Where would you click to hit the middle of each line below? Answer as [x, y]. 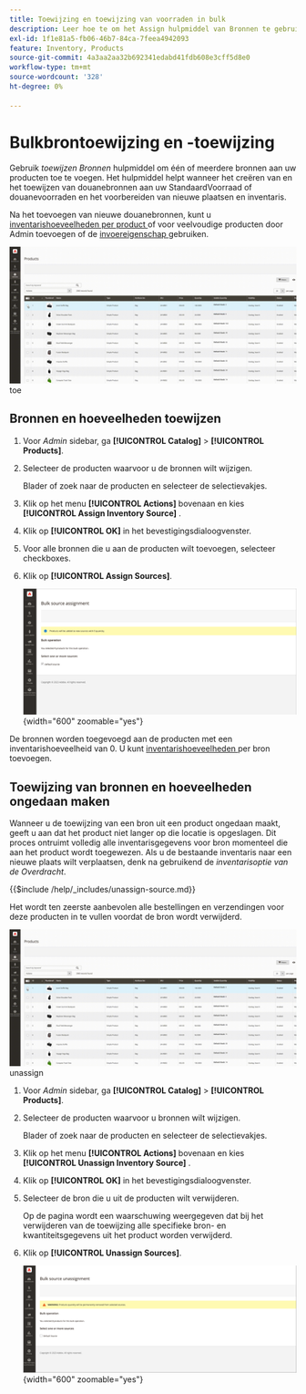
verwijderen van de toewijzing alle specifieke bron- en [124, 1225]
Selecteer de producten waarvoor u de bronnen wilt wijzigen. [138, 468]
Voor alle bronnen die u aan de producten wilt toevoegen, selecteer [149, 548]
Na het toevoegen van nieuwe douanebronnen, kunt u [110, 214]
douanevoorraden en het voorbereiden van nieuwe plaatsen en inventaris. [148, 197]
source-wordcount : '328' [56, 77]
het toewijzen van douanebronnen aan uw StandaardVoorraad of [131, 187]
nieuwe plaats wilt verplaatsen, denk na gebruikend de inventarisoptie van [149, 862]
